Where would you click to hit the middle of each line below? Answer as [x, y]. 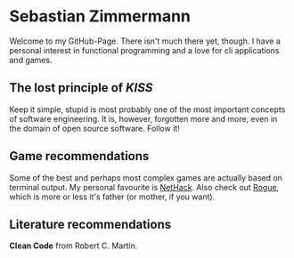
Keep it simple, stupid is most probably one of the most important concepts [147, 109]
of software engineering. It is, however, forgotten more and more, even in [143, 118]
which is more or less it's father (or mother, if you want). [112, 197]
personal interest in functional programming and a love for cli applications [144, 50]
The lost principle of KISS [81, 88]
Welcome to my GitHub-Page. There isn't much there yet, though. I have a [145, 41]
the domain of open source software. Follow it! [94, 128]
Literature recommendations [90, 224]
